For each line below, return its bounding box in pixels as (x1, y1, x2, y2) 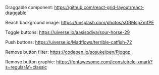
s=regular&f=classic (5, 64, 47, 70)
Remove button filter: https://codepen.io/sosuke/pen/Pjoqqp (5, 49, 131, 55)
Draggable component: (5, 5, 54, 10)
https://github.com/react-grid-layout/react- (54, 5, 144, 10)
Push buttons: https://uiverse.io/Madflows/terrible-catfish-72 (5, 39, 132, 45)
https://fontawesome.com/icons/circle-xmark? (56, 59, 153, 65)
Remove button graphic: (5, 59, 56, 65)
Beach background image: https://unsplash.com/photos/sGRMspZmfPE (5, 20, 154, 25)
